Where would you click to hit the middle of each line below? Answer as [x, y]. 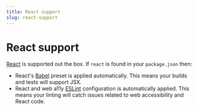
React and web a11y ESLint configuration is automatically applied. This [102, 89]
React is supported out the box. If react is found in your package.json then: [99, 64]
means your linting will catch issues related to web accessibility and [99, 95]
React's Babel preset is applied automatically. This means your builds [101, 76]
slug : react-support [32, 18]
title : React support [34, 12]
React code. [30, 102]
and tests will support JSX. [48, 82]
